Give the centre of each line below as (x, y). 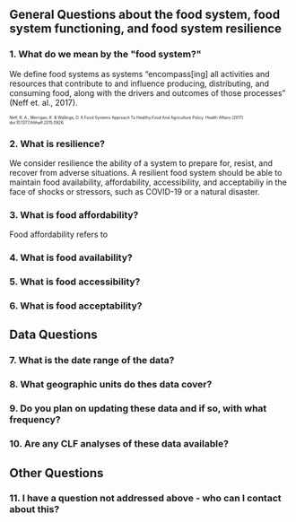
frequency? (35, 420)
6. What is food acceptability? (76, 306)
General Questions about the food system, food (145, 15)
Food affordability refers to (59, 235)
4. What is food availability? (71, 257)
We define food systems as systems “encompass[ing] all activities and (140, 74)
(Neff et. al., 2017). (44, 102)
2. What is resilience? (57, 144)
